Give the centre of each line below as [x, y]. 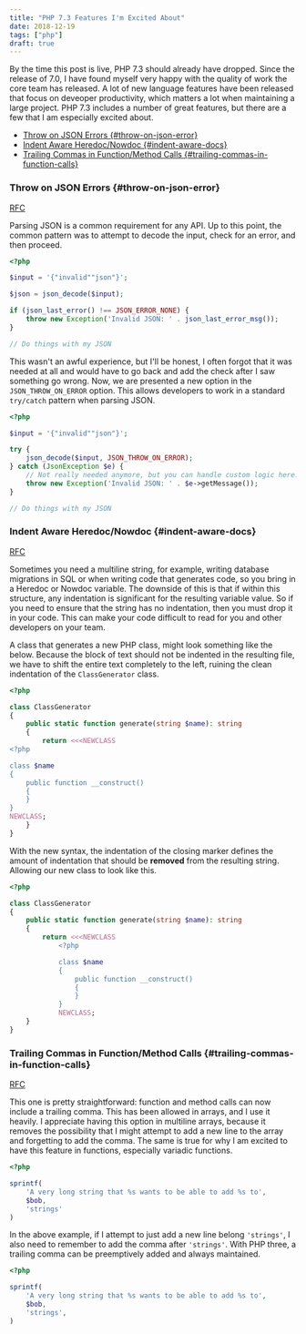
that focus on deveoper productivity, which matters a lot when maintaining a [152, 98]
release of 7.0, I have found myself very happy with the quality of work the [148, 79]
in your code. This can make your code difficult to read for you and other [146, 617]
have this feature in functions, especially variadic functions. [121, 1151]
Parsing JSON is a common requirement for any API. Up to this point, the [146, 225]
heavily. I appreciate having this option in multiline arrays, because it [138, 1122]
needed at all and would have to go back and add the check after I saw [143, 371]
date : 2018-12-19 [42, 26]
